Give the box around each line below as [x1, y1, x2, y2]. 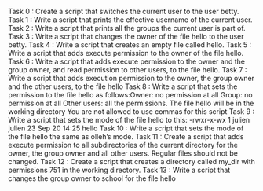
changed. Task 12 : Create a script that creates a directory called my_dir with [8, 157, 255, 166]
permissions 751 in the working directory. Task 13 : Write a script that [8, 165, 231, 174]
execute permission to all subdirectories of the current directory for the [8, 141, 238, 149]
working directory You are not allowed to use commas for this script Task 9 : [8, 107, 255, 116]
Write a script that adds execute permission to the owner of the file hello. [8, 49, 244, 57]
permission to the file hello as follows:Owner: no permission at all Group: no [8, 90, 253, 99]
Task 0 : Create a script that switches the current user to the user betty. [8, 7, 239, 16]
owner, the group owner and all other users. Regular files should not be [8, 149, 238, 158]
